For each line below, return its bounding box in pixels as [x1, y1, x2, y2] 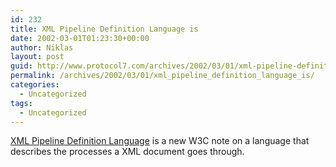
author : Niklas [10, 42, 74, 53]
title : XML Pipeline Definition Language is [10, 24, 199, 34]
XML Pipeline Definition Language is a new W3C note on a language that [10, 135, 310, 147]
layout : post [10, 52, 65, 62]
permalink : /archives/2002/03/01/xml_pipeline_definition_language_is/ [10, 71, 315, 81]
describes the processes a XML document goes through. [10, 146, 245, 158]
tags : [10, 98, 33, 108]
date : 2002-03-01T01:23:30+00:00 [10, 33, 150, 43]
